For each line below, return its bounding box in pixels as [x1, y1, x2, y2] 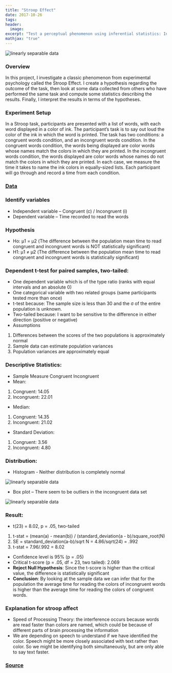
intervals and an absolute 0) [12, 284, 72, 290]
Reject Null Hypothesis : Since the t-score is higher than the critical [12, 565, 155, 571]
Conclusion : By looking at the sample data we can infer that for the [12, 576, 155, 582]
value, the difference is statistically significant [12, 570, 110, 577]
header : [5, 22, 22, 27]
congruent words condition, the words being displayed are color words [5, 142, 155, 149]
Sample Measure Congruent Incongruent [12, 373, 99, 379]
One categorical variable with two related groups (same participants [12, 290, 157, 296]
